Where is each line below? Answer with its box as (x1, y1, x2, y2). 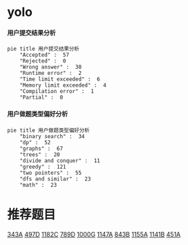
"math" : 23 (19, 181, 57, 188)
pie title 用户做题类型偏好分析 (7, 126, 90, 134)
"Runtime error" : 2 (19, 70, 82, 77)
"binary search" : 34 (19, 133, 85, 140)
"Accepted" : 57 (19, 51, 70, 59)
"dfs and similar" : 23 (19, 175, 91, 183)
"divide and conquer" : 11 (19, 157, 100, 164)
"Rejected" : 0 (19, 58, 67, 65)
